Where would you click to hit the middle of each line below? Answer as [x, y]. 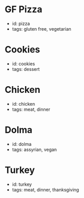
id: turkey [22, 184]
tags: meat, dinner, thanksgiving [46, 189]
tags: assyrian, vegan [34, 150]
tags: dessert [26, 69]
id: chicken [24, 104]
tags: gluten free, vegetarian [41, 29]
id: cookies [24, 64]
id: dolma [22, 144]
